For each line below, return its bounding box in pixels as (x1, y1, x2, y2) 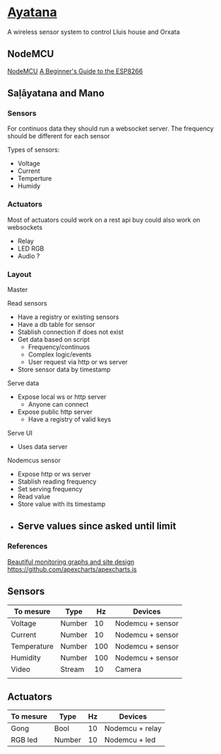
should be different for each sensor (7, 132, 111, 140)
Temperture (17, 174, 52, 183)
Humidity (11, 652, 41, 662)
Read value (17, 492, 51, 501)
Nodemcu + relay (104, 724, 162, 734)
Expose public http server (17, 407, 93, 417)
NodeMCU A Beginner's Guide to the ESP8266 (7, 66, 143, 75)
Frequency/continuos (28, 343, 90, 352)
